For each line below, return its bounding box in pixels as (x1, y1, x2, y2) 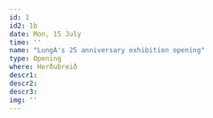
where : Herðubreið (9, 63, 78, 72)
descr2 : (9, 79, 38, 88)
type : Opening (9, 54, 62, 63)
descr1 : (9, 71, 38, 80)
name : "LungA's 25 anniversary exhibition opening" (9, 46, 205, 55)
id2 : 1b (9, 21, 38, 30)
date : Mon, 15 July (9, 29, 82, 38)
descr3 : (9, 87, 38, 96)
